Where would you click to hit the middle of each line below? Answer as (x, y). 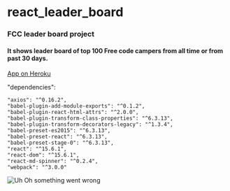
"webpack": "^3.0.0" (37, 168)
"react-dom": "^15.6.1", (43, 155)
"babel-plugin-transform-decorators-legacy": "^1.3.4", (90, 125)
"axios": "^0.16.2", (37, 100)
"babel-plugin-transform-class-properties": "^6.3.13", (90, 119)
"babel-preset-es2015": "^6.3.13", (59, 131)
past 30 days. (28, 58)
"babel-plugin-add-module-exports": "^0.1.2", (76, 106)
